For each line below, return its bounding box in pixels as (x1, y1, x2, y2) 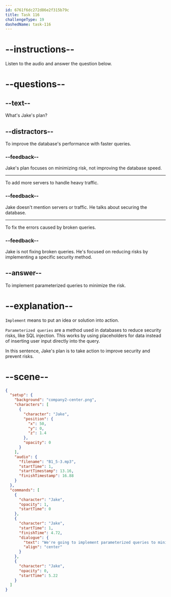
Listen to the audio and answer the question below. (5, 61, 112, 67)
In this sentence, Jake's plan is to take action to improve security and (5, 348, 150, 354)
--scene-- (5, 371, 49, 383)
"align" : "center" (23, 544, 63, 550)
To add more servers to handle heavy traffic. (5, 180, 99, 186)
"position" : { (23, 416, 53, 421)
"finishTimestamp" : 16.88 (18, 473, 74, 479)
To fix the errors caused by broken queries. (5, 224, 96, 230)
